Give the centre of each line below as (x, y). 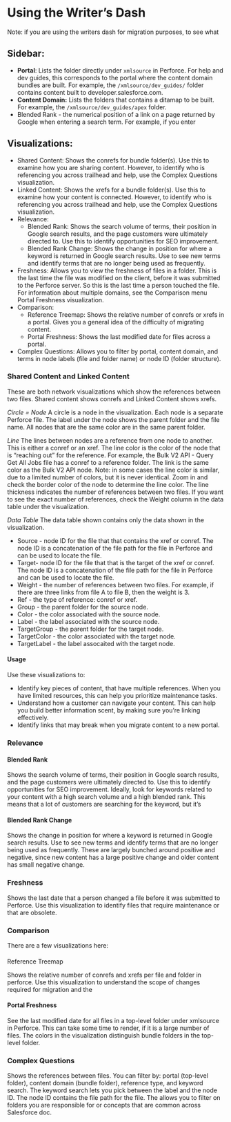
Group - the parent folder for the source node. (82, 607)
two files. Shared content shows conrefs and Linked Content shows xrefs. (112, 398)
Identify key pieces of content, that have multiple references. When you (119, 688)
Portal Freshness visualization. (61, 300)
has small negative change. (46, 865)
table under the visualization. (48, 506)
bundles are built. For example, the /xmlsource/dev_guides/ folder (110, 85)
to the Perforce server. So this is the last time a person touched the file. (118, 285)
